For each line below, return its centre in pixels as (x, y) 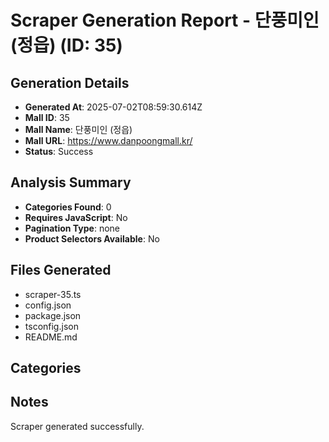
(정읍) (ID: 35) (66, 45)
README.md (51, 337)
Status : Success (59, 151)
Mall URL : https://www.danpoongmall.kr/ (108, 140)
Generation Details (70, 82)
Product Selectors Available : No (92, 238)
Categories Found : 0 (68, 207)
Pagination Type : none (72, 228)
